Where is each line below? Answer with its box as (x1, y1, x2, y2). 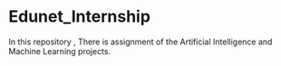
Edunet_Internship (8, 6, 151, 27)
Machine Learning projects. (8, 45, 111, 56)
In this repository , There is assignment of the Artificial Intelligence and (8, 36, 273, 47)
